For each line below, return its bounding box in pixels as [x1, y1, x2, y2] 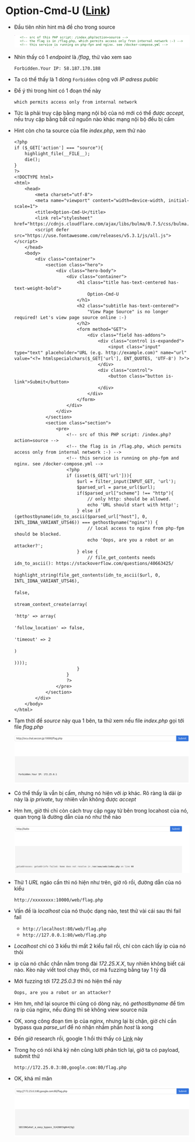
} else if [76, 507, 101, 513]
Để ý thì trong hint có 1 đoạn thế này [13, 87, 102, 94]
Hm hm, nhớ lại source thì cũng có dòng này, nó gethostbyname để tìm [13, 1000, 185, 1007]
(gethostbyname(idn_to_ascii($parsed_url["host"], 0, [13, 513, 148, 519]
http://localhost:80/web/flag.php [22, 926, 107, 932]
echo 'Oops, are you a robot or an [87, 537, 174, 543]
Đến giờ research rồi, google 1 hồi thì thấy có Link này [13, 1035, 144, 1042]
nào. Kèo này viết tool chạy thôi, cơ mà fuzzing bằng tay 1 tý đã [13, 966, 166, 973]
